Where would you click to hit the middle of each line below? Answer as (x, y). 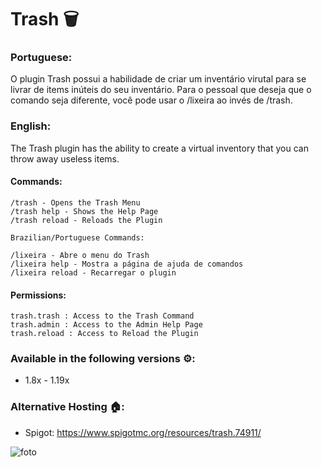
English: (31, 126)
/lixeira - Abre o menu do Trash (80, 255)
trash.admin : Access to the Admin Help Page (106, 325)
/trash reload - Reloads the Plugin (86, 220)
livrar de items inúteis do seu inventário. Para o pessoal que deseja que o (161, 90)
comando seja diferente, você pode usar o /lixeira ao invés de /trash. (151, 100)
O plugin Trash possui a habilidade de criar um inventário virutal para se (158, 79)
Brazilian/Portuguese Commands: (77, 237)
